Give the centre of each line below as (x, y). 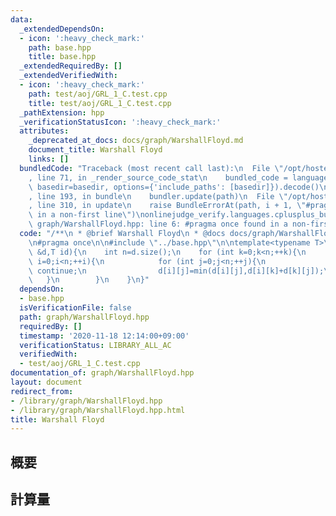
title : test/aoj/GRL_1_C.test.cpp (100, 103)
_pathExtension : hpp (62, 112)
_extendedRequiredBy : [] (71, 66)
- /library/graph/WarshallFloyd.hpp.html (98, 410)
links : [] (49, 159)
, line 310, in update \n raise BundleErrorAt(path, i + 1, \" (167, 206)
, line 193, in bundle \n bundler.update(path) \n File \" (158, 196)
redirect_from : (42, 391)
